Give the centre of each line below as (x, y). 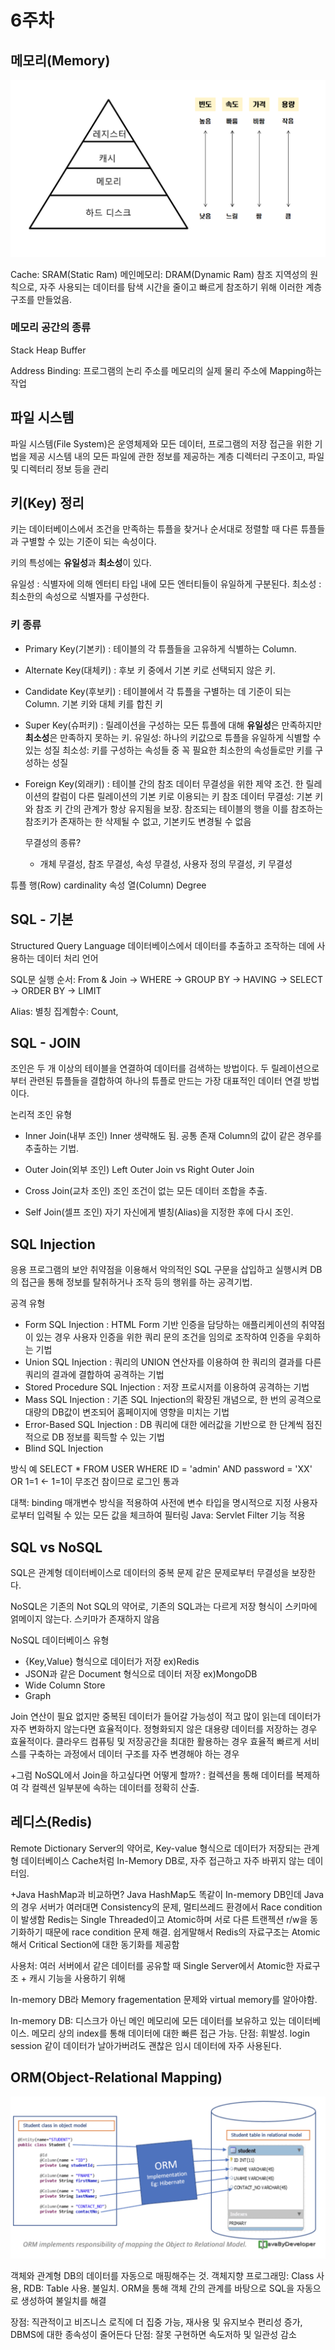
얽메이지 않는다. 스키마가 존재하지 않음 (85, 1618)
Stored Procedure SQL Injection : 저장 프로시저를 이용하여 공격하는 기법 (167, 1387)
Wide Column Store (65, 1685)
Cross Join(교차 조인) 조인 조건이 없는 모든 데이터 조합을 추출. (146, 1191)
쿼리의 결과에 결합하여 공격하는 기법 (94, 1375)
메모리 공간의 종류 (51, 328)
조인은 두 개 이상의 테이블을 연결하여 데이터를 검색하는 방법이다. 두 (139, 1068)
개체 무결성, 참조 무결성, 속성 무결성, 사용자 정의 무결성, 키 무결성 (166, 863)
